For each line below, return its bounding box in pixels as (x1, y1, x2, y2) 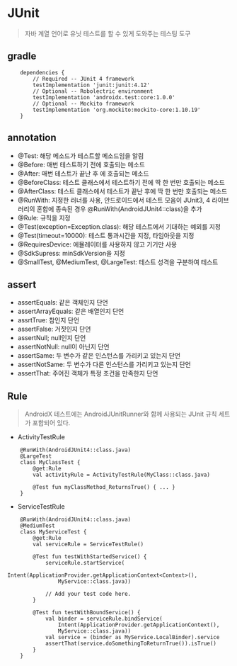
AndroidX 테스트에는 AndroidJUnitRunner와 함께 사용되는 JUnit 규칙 (24, 410, 217, 419)
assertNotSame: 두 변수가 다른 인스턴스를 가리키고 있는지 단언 (17, 360, 191, 369)
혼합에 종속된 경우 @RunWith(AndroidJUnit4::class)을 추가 (36, 204, 202, 213)
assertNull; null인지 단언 (17, 334, 86, 342)
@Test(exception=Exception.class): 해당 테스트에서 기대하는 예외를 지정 (17, 222, 221, 231)
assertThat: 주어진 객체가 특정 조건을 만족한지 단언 (17, 369, 158, 378)
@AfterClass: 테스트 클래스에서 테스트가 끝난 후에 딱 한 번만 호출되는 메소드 (17, 186, 228, 196)
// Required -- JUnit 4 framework (33, 75, 134, 82)
